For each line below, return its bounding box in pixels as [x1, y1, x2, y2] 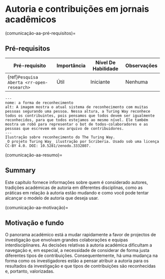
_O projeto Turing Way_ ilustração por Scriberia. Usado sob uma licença [5, 139, 160, 144]
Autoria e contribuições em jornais [5, 3, 149, 15]
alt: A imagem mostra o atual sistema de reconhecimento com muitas [5, 104, 148, 109]
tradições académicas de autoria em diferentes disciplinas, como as [5, 185, 143, 190]
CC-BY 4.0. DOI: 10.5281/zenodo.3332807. [5, 143, 91, 148]
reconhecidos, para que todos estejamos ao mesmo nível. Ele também [5, 117, 148, 123]
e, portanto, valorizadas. [5, 268, 55, 274]
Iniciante [90, 78, 110, 85]
